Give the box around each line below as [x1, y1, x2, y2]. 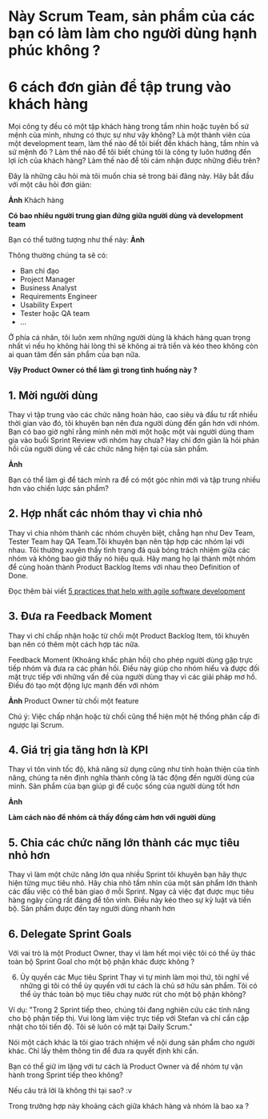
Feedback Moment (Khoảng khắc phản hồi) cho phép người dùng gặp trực [8, 655, 254, 664]
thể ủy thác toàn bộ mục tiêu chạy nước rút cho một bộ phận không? [19, 990, 246, 999]
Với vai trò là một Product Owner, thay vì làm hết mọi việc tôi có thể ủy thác [8, 948, 256, 958]
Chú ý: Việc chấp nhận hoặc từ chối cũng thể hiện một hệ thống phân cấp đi [8, 712, 260, 721]
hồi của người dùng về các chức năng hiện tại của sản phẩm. [8, 444, 210, 453]
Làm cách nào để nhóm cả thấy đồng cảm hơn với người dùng [8, 813, 216, 822]
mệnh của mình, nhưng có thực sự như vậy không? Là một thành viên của [8, 130, 250, 140]
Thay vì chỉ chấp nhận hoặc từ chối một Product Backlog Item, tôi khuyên [8, 630, 250, 640]
